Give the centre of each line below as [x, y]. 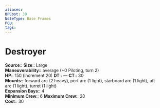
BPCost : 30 [16, 14]
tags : [10, 28]
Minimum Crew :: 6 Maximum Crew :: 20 [45, 96]
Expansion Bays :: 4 [25, 91]
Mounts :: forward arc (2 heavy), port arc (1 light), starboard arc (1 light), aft [80, 81]
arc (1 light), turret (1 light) [31, 86]
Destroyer [26, 52]
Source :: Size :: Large [26, 65]
